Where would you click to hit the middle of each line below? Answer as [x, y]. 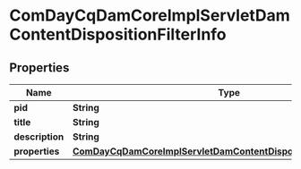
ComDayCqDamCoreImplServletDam [150, 16]
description [39, 137]
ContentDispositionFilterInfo [118, 34]
